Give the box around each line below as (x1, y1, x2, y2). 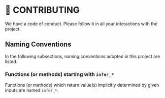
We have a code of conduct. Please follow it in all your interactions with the (5, 21, 158, 27)
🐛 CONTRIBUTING (5, 4, 80, 16)
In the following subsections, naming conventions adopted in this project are (5, 53, 160, 59)
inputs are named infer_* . (5, 87, 59, 93)
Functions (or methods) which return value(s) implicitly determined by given (5, 82, 159, 88)
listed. (5, 59, 18, 65)
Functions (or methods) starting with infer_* (5, 71, 114, 78)
